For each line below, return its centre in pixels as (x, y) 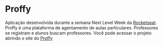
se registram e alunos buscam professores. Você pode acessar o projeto (78, 33)
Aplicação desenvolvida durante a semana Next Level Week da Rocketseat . (81, 23)
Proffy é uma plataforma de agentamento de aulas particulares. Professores (81, 27)
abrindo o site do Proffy (29, 38)
